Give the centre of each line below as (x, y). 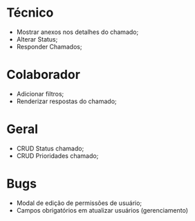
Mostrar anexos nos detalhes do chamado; (77, 32)
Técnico (30, 13)
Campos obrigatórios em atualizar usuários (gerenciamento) (102, 210)
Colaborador (44, 75)
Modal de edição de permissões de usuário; (79, 203)
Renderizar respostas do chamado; (66, 101)
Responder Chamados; (49, 46)
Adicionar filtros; (40, 94)
